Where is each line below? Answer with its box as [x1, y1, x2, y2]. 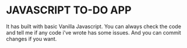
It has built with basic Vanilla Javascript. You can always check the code [6, 23, 181, 30]
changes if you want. [6, 35, 57, 42]
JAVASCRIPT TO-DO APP [6, 4, 132, 17]
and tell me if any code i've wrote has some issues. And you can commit [6, 29, 181, 36]
